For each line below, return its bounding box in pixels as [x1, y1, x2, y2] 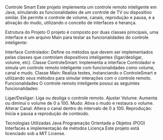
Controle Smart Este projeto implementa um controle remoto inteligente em [5, 4, 157, 10]
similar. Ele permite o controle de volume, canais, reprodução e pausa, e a [5, 15, 155, 20]
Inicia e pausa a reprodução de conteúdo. [5, 111, 90, 117]
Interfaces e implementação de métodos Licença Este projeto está [5, 125, 139, 131]
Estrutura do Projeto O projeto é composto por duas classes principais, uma [5, 29, 159, 35]
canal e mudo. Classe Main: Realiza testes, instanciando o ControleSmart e [5, 70, 157, 75]
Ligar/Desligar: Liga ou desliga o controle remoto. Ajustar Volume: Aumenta [5, 95, 158, 101]
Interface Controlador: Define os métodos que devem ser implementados [5, 49, 153, 55]
